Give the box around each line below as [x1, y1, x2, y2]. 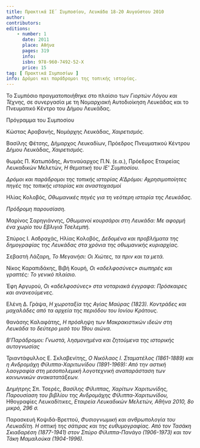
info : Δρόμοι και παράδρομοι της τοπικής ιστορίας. [6, 76, 137, 82]
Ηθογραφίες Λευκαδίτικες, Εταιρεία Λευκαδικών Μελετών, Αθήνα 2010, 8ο [6, 398, 194, 405]
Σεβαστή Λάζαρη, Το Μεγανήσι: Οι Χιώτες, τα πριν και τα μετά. [6, 253, 164, 260]
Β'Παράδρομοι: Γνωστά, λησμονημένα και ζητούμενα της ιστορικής [6, 336, 174, 344]
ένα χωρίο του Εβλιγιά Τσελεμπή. [6, 223, 90, 231]
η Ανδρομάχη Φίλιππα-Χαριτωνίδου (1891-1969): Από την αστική [6, 361, 167, 368]
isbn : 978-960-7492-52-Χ [21, 59, 84, 65]
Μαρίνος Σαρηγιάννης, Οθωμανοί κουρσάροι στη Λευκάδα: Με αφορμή [6, 217, 186, 224]
